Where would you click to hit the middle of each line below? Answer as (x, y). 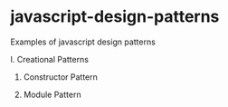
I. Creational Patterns (50, 59)
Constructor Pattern (61, 77)
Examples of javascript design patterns (83, 42)
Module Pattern (52, 94)
